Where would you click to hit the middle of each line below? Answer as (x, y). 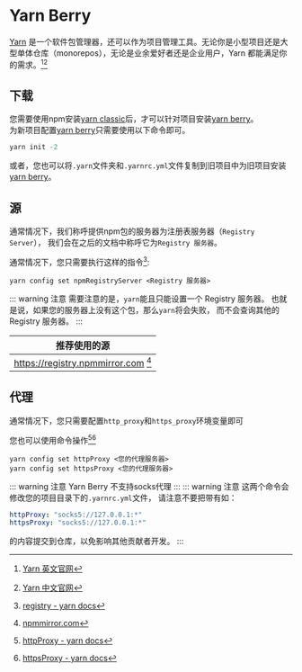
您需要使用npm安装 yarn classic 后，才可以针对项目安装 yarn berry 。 (134, 119)
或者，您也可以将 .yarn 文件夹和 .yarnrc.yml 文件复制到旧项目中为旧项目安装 (148, 166)
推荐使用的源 (83, 345)
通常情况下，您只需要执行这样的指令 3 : (80, 261)
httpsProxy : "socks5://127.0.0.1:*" (78, 523)
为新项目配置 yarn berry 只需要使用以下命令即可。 (100, 130)
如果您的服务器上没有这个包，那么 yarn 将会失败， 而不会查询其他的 (156, 309)
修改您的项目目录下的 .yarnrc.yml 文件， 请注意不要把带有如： (123, 497)
